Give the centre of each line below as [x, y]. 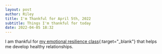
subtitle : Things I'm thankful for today [48, 23]
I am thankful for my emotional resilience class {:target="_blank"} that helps [81, 41]
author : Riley [20, 14]
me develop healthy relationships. [39, 47]
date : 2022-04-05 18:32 [29, 28]
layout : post [18, 9]
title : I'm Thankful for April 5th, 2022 [48, 18]
